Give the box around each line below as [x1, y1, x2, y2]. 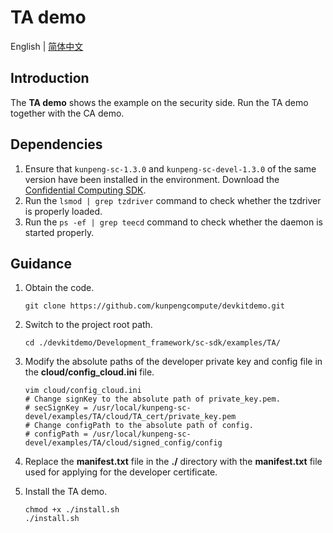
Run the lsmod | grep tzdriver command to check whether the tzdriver [24, 194, 322, 206]
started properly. [24, 226, 95, 238]
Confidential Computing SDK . [24, 184, 147, 196]
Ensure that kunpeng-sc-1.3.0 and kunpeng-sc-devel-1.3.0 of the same [24, 162, 317, 175]
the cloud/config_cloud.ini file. [24, 366, 155, 378]
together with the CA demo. [10, 107, 125, 119]
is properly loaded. [24, 205, 103, 217]
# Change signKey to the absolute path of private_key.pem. [24, 394, 281, 405]
